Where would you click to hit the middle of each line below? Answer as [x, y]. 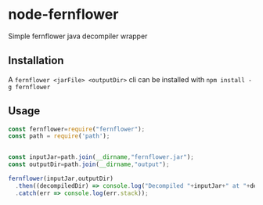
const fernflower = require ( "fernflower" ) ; [77, 129]
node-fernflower [63, 14]
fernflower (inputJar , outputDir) [61, 179]
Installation [36, 61]
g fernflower [29, 87]
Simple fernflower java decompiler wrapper [78, 36]
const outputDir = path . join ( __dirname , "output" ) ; [89, 165]
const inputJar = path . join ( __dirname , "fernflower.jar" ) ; [101, 157]
